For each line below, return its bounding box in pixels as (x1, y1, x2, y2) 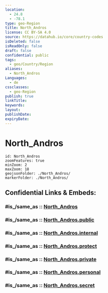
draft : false (5, 48, 32, 53)
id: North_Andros (5, 154, 40, 159)
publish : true (5, 94, 34, 98)
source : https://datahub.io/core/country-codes (5, 35, 104, 40)
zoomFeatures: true (5, 158, 45, 163)
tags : (5, 57, 16, 62)
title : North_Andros (5, 25, 47, 30)
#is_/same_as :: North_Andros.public (5, 216, 95, 223)
